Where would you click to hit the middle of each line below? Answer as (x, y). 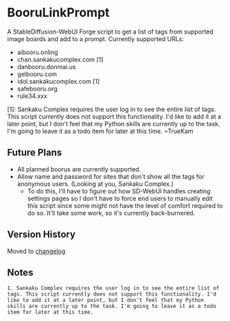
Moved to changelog (36, 251)
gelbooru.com (37, 74)
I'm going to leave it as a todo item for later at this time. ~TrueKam (100, 131)
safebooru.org (37, 88)
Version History (41, 235)
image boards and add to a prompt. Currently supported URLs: (95, 38)
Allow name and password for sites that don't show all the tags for (111, 176)
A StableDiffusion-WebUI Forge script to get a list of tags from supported (111, 32)
